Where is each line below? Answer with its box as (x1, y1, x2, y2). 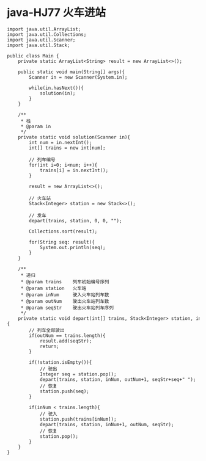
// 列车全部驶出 (29, 327, 65, 333)
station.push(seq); (39, 388, 89, 394)
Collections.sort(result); (29, 228, 98, 234)
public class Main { (7, 53, 60, 59)
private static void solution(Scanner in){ (18, 134, 131, 140)
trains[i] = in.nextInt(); (39, 167, 109, 173)
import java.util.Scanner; (7, 37, 76, 43)
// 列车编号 (29, 156, 56, 162)
